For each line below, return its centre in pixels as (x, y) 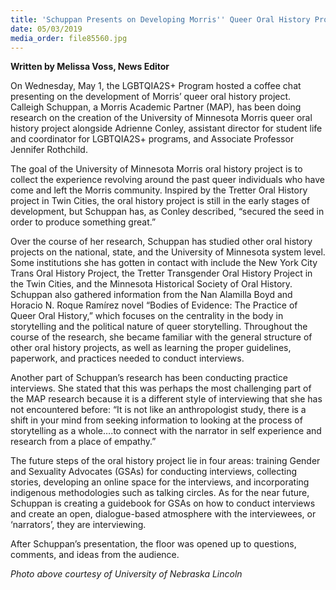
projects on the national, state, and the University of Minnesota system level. (168, 252)
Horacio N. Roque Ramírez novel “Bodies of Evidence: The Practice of (154, 305)
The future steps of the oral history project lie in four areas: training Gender (165, 461)
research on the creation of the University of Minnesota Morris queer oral (161, 118)
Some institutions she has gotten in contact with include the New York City (164, 263)
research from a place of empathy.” (83, 442)
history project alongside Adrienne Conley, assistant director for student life (166, 128)
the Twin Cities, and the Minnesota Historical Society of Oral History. (151, 284)
